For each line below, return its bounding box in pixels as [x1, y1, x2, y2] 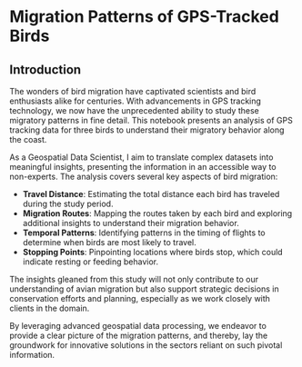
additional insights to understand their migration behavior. [22, 218, 239, 228]
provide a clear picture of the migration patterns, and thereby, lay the [9, 330, 268, 341]
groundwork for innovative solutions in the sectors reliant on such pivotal [9, 340, 283, 351]
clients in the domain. [9, 303, 90, 313]
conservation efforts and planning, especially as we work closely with [9, 293, 271, 303]
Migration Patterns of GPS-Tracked [9, 6, 279, 27]
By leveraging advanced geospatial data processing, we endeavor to [9, 321, 267, 331]
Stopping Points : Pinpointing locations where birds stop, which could [22, 247, 284, 257]
